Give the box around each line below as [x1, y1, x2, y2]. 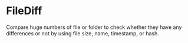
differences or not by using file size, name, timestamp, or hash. [6, 29, 159, 37]
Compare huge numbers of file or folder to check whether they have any [6, 24, 182, 31]
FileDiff [6, 4, 42, 18]
